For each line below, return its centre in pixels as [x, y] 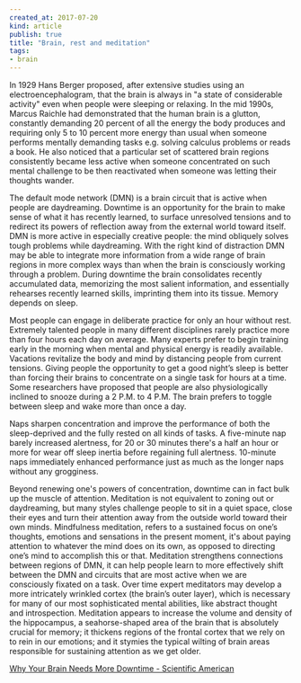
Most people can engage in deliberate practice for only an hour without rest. [150, 320]
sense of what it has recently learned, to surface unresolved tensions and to [150, 217]
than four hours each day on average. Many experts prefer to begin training [149, 339]
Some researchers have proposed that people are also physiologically [138, 387]
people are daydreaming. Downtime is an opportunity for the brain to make [147, 207]
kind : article [36, 26]
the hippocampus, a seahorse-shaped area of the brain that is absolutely [144, 622]
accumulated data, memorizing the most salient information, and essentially [149, 284]
